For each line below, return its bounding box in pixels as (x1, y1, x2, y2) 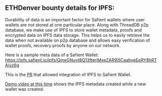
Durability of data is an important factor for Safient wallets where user (5, 16, 145, 22)
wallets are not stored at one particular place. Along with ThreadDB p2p (5, 22, 149, 28)
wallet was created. (5, 86, 44, 92)
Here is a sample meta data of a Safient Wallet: (5, 52, 99, 58)
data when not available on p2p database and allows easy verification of (5, 37, 150, 43)
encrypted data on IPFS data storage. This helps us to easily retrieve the (5, 32, 150, 38)
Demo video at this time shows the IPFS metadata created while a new (5, 81, 146, 87)
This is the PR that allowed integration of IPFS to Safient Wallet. (5, 71, 132, 77)
